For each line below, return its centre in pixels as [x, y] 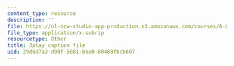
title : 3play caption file [46, 45]
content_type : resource [42, 13]
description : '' [31, 20]
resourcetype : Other [37, 39]
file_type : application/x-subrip [56, 33]
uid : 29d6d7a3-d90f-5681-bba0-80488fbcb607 [71, 52]
